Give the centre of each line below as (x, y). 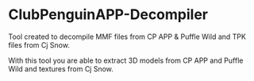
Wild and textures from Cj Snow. (61, 68)
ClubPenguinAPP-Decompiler (108, 15)
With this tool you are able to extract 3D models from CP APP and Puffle (126, 60)
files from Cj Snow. (39, 44)
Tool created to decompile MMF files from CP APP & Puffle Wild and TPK (127, 37)
